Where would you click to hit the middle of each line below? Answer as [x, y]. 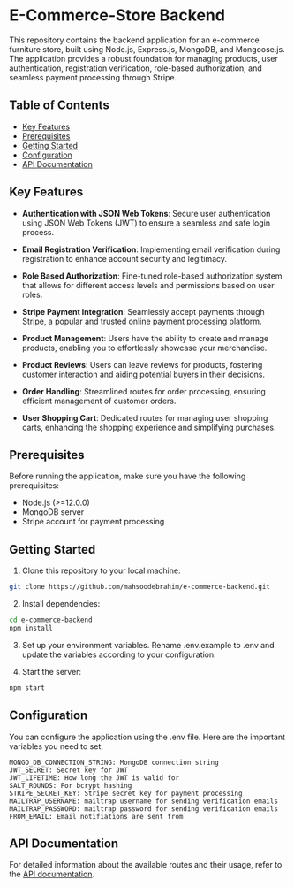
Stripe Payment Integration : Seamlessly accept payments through [143, 311]
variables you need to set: [57, 746]
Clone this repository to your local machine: [101, 570]
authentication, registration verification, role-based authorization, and [136, 68]
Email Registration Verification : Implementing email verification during [151, 249]
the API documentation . [52, 874]
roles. [32, 294]
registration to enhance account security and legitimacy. [124, 258]
